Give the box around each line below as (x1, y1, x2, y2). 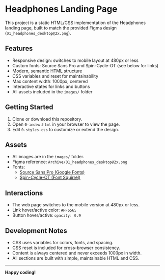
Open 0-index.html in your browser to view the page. (12, 121, 120, 127)
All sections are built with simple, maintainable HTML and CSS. (12, 255, 139, 261)
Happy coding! (5, 269, 36, 275)
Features (5, 44, 33, 53)
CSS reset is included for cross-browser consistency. (12, 245, 120, 251)
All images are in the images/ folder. (12, 154, 84, 160)
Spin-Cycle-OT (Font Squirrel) (19, 174, 81, 180)
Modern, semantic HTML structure (12, 68, 82, 74)
